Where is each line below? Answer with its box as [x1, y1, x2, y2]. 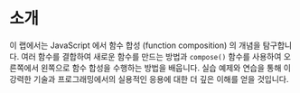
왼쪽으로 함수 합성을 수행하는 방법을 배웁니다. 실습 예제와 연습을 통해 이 [40, 62, 292, 73]
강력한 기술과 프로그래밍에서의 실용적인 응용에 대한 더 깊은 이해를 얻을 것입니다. [9, 73, 289, 84]
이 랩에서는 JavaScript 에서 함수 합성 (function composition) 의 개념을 [9, 40, 261, 51]
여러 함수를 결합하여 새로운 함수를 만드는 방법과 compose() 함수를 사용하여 [21, 51, 282, 61]
